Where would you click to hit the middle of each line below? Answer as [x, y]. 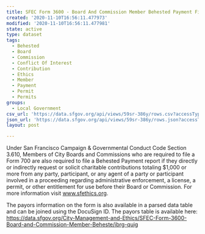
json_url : [19, 119]
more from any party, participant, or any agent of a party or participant [95, 174]
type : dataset [24, 35]
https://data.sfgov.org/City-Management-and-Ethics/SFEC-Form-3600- [97, 218]
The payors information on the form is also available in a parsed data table [100, 205]
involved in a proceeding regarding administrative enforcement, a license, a [101, 180]
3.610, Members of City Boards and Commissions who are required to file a [101, 154]
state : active [24, 29]
